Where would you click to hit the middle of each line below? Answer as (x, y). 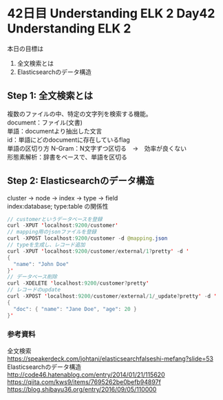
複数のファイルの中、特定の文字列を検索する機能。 (79, 113)
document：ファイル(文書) (45, 122)
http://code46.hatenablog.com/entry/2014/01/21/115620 (86, 374)
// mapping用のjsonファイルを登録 (52, 232)
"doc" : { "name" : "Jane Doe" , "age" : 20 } (75, 309)
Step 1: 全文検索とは (50, 96)
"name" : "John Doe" (41, 264)
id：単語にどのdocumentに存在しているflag (69, 140)
